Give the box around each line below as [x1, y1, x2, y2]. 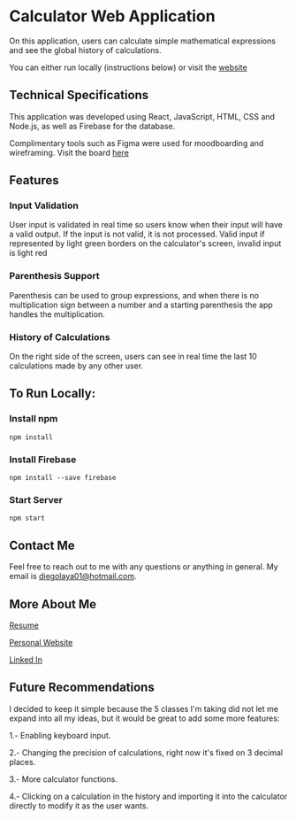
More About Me [9, 596, 97, 612]
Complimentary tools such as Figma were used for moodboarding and [9, 137, 264, 148]
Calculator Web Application [9, 6, 216, 27]
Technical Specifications [9, 88, 149, 103]
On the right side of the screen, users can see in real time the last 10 [9, 352, 258, 362]
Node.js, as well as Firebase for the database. [9, 120, 176, 131]
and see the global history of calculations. [9, 44, 162, 55]
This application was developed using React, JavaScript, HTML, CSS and [9, 111, 276, 121]
